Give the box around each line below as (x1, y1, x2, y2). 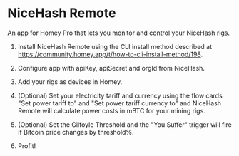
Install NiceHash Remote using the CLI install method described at (17, 42, 213, 51)
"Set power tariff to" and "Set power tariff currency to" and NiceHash (17, 98, 222, 108)
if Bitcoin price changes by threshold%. (17, 128, 134, 136)
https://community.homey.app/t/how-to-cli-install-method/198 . (17, 50, 203, 58)
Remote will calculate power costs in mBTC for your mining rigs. (17, 106, 205, 115)
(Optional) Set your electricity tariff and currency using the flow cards (17, 91, 223, 100)
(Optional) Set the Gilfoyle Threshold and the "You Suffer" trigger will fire (17, 120, 232, 129)
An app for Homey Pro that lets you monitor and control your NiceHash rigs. (7, 28, 230, 37)
